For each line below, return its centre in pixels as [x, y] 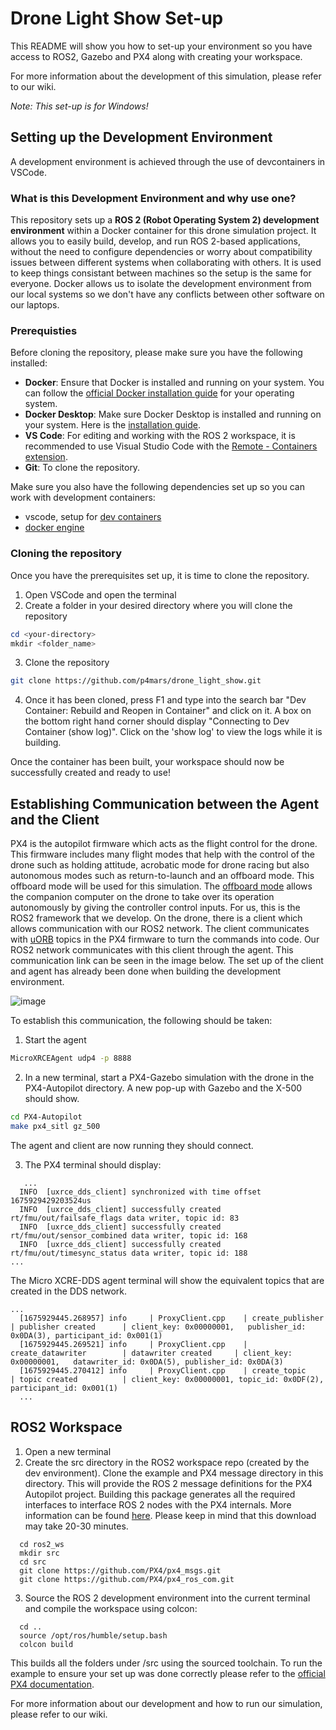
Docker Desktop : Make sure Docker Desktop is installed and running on [173, 414]
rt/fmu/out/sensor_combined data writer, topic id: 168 [129, 1235]
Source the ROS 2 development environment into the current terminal [167, 1598]
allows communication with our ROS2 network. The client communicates [160, 929]
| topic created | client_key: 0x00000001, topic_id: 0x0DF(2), [167, 1379]
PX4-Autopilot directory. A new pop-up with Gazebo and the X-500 [163, 1088]
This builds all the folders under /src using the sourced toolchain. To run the [166, 1663]
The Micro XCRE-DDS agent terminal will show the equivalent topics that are [167, 1280]
